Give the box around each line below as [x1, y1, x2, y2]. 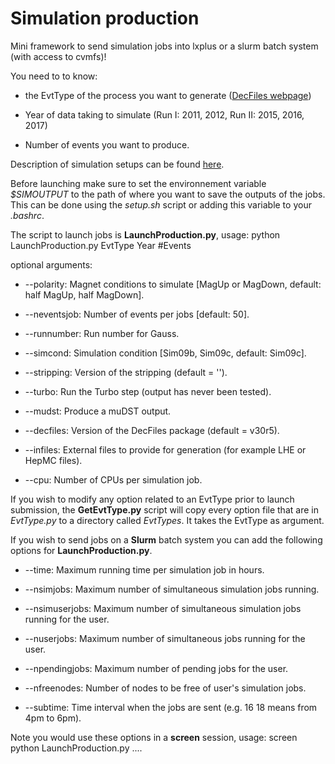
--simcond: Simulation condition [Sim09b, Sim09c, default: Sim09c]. [24, 347, 307, 359]
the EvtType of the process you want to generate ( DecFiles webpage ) [24, 89, 312, 101]
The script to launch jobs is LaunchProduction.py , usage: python [10, 228, 281, 241]
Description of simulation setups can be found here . [10, 158, 225, 170]
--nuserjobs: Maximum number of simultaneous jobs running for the [24, 632, 306, 644]
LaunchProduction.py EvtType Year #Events [10, 239, 192, 251]
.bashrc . [10, 209, 45, 221]
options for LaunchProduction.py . [10, 544, 153, 556]
